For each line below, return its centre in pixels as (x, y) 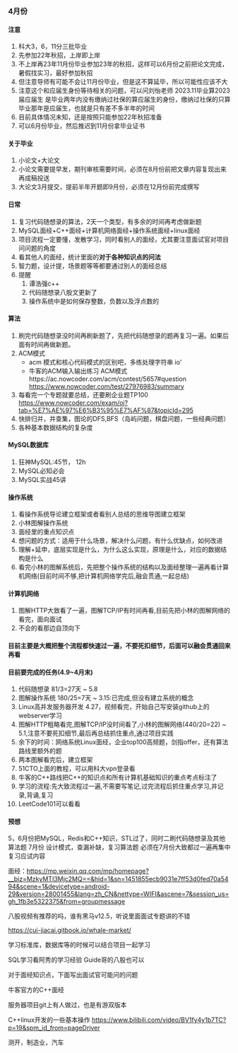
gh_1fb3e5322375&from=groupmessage (67, 902)
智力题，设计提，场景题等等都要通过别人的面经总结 (93, 266)
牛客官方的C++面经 (36, 990)
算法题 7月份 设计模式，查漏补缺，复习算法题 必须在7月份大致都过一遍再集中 (119, 847)
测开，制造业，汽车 (36, 1042)
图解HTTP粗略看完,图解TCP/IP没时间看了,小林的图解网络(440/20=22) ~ (122, 724)
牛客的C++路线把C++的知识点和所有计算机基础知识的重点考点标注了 (118, 777)
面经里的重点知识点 (46, 532)
